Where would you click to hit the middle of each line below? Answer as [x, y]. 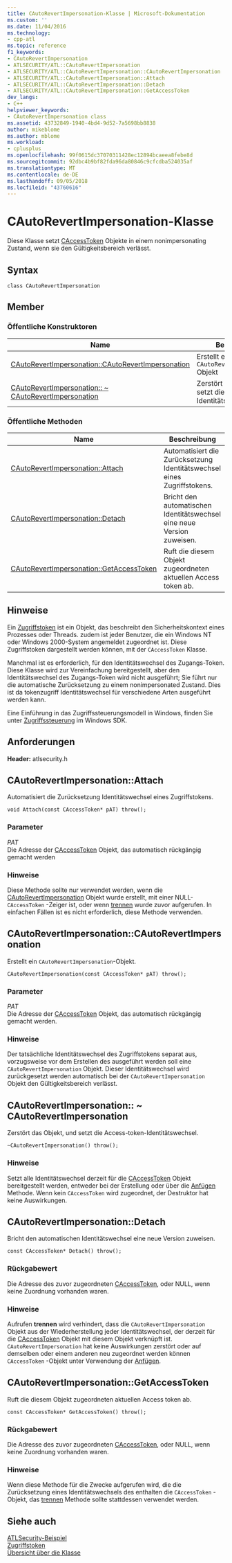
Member [26, 307]
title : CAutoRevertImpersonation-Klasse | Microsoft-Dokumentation [106, 14]
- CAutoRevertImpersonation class [57, 116]
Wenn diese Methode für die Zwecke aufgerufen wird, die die [94, 1485]
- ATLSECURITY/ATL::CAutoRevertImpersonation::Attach [86, 78]
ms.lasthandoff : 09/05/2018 [48, 181]
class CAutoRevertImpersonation [54, 286]
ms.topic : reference [37, 46]
